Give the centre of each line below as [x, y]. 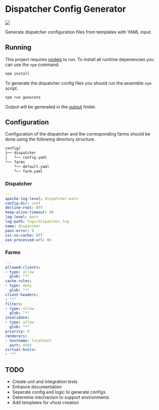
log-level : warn [22, 217]
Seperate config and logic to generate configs [59, 392]
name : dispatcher [23, 226]
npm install [17, 73]
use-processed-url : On [28, 240]
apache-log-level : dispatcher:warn [42, 199]
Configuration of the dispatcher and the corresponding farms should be [78, 134]
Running [18, 48]
